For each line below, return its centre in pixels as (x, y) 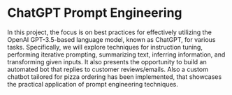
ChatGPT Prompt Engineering (95, 13)
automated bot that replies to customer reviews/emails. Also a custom (108, 69)
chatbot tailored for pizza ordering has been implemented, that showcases (115, 76)
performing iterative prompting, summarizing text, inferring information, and (116, 54)
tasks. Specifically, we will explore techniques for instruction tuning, (105, 47)
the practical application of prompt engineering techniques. (93, 84)
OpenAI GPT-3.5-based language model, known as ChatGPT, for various (111, 39)
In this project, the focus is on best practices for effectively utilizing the (109, 32)
